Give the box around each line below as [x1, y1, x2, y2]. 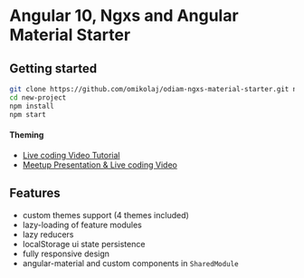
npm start [9, 110, 47, 119]
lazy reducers [22, 228, 74, 240]
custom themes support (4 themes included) [22, 209, 190, 220]
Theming [9, 129, 44, 140]
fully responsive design [22, 248, 110, 259]
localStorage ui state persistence [22, 238, 146, 249]
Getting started [9, 61, 98, 76]
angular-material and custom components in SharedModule [22, 257, 239, 268]
